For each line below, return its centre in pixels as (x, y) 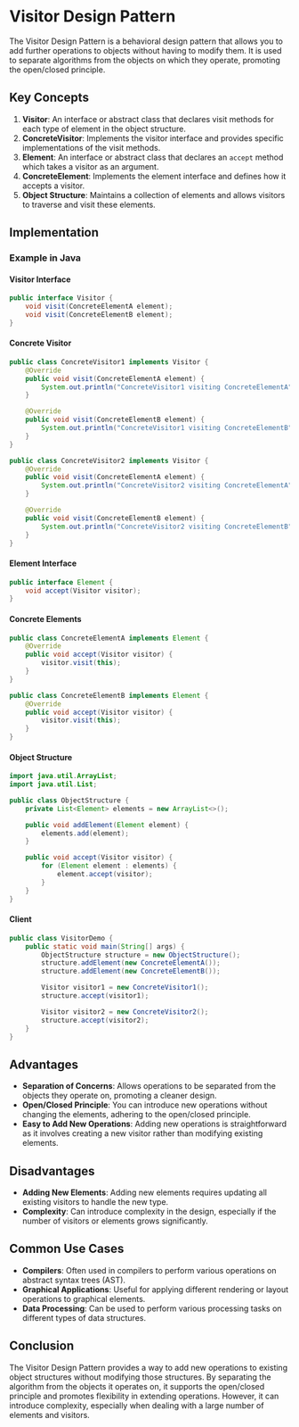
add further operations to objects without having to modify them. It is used (145, 50)
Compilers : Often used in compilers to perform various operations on (149, 1270)
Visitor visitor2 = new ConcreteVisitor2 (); (125, 1012)
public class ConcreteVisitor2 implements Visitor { (109, 460)
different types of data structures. (84, 1317)
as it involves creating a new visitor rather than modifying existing (142, 1133)
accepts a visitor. (53, 186)
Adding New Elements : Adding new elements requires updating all (145, 1192)
